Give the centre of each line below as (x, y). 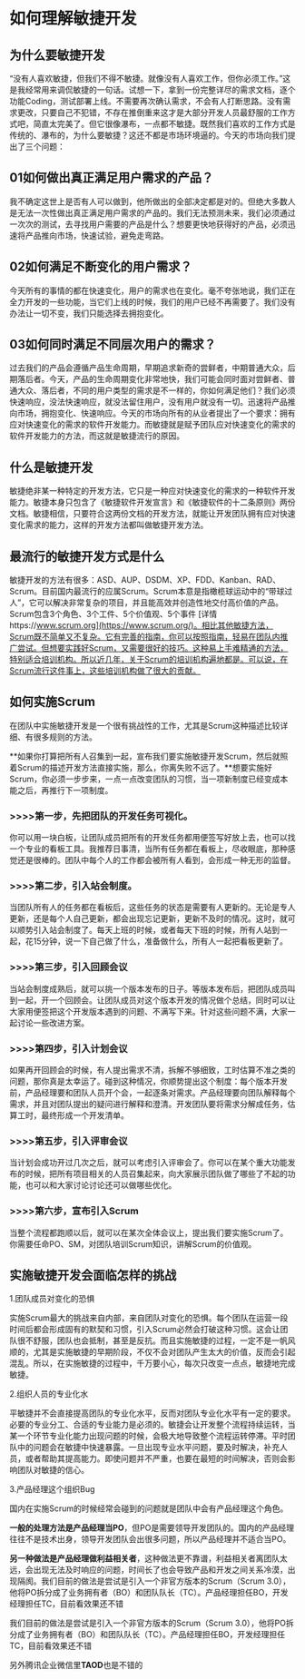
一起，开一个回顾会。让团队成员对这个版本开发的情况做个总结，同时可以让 (156, 1000)
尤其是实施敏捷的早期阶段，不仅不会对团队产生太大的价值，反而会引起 (164, 1352)
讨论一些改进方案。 (53, 1023)
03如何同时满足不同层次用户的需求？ (113, 344)
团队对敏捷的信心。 (53, 1470)
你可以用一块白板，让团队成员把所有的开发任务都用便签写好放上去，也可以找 (152, 838)
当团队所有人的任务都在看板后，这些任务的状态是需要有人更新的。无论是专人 (152, 908)
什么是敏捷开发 (51, 467)
